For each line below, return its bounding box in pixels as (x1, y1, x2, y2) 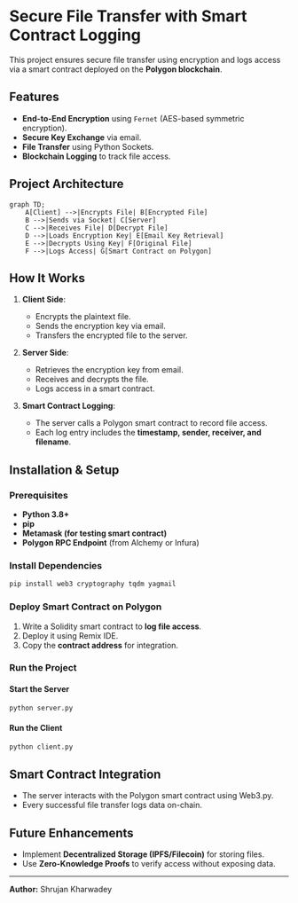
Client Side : (21, 294, 67, 305)
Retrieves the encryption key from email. (35, 365, 184, 375)
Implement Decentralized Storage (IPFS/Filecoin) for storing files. (21, 849, 264, 860)
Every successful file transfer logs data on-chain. (21, 800, 202, 811)
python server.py (9, 703, 74, 712)
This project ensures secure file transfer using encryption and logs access (9, 54, 281, 65)
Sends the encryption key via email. (35, 321, 167, 332)
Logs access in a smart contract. (35, 383, 155, 394)
